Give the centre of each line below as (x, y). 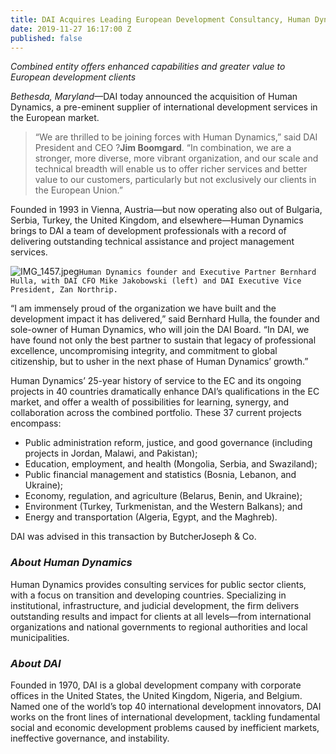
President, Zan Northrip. (64, 290)
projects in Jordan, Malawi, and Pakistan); (111, 453)
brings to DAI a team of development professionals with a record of (148, 231)
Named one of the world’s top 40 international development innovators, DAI (166, 706)
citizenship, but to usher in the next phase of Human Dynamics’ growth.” (159, 362)
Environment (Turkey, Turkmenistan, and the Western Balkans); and (163, 507)
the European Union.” (78, 190)
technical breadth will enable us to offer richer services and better (171, 169)
